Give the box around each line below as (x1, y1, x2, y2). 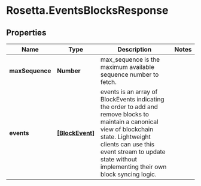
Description (117, 46, 152, 53)
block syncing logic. (100, 170, 157, 178)
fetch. (100, 78, 117, 86)
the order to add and (100, 103, 159, 111)
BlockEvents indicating (100, 95, 165, 103)
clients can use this (100, 140, 155, 148)
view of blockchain (100, 125, 154, 133)
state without (100, 155, 138, 163)
